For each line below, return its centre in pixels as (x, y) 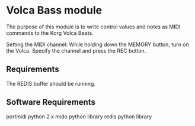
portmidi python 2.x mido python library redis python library (79, 117)
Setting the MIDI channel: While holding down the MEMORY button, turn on (98, 44)
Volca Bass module (54, 10)
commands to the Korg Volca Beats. (50, 33)
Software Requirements (51, 102)
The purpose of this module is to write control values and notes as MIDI (93, 27)
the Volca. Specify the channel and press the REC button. (76, 50)
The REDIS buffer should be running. (51, 83)
